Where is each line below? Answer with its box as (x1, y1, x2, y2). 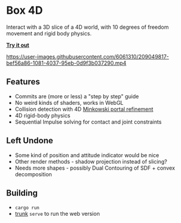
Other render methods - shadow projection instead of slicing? (14, 158, 168, 165)
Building (6, 188, 38, 198)
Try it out (6, 41, 29, 49)
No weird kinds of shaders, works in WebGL (14, 99, 124, 106)
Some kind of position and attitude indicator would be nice (14, 151, 159, 159)
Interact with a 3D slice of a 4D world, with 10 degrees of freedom (6, 23, 169, 31)
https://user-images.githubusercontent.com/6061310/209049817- (6, 53, 170, 60)
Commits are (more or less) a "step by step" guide (14, 92, 139, 100)
